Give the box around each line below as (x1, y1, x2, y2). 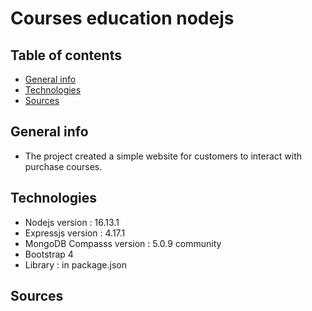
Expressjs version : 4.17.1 (24, 227, 126, 239)
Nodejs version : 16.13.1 (24, 216, 120, 228)
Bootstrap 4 (24, 248, 74, 260)
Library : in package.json (24, 258, 128, 271)
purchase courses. (24, 160, 103, 172)
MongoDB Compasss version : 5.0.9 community (24, 237, 222, 249)
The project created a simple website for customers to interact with (24, 150, 303, 162)
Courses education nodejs (10, 7, 235, 30)
